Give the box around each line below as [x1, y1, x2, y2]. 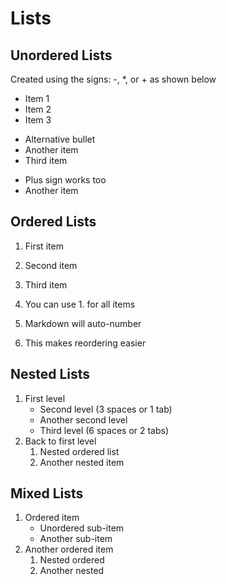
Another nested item [39, 456, 125, 468]
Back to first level [24, 435, 97, 447]
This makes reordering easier [24, 337, 147, 349]
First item [24, 240, 64, 252]
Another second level [39, 413, 128, 426]
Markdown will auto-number [24, 317, 142, 329]
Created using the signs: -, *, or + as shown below [10, 73, 217, 85]
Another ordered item [24, 543, 114, 556]
